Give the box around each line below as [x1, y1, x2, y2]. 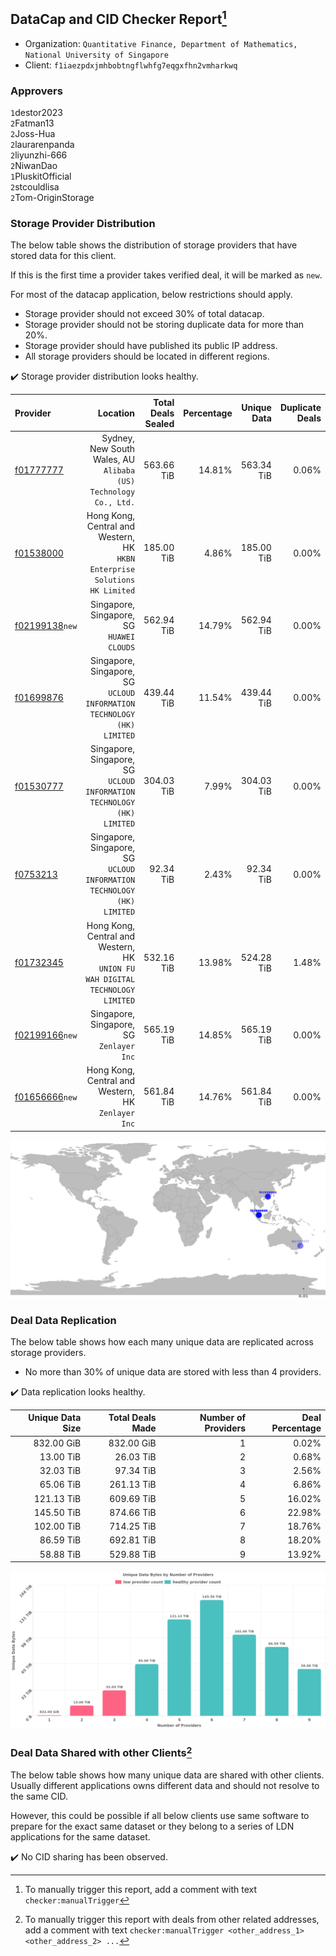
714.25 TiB [109, 1520, 157, 1533]
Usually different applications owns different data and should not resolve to [10, 1779, 320, 1791]
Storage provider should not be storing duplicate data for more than [24, 319, 305, 331]
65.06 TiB [39, 1479, 82, 1491]
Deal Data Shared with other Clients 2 [10, 1744, 193, 1760]
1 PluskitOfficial [10, 170, 72, 183]
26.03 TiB [114, 1450, 157, 1463]
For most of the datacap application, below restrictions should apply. [10, 289, 293, 301]
